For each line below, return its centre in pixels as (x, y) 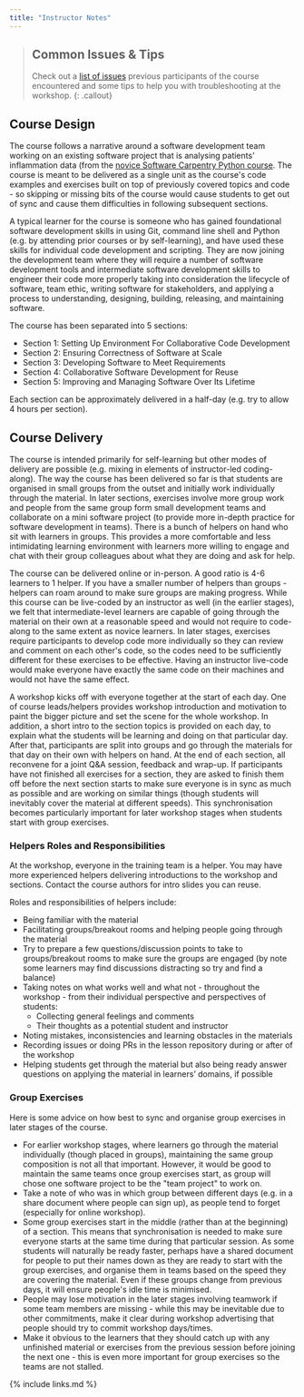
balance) (39, 978)
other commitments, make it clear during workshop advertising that (148, 1318)
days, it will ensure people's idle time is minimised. (117, 1289)
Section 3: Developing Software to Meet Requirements (124, 363)
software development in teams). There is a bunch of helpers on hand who (149, 527)
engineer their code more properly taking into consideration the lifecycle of (150, 279)
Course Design (52, 124)
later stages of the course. (59, 1127)
